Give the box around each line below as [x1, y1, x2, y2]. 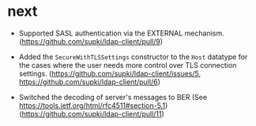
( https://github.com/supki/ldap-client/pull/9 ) [18, 36, 164, 46]
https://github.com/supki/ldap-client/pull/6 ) [18, 77, 161, 87]
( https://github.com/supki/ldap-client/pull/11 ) [18, 109, 165, 118]
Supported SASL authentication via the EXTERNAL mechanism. [18, 28, 224, 38]
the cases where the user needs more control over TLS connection [18, 60, 237, 69]
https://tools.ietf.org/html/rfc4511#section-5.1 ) [18, 101, 168, 110]
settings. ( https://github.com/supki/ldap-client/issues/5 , [18, 69, 201, 78]
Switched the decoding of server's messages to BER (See [18, 92, 207, 102]
